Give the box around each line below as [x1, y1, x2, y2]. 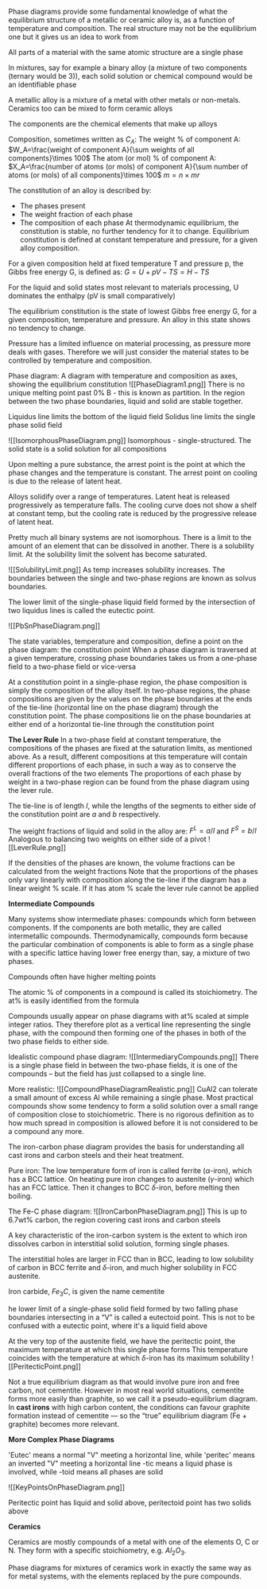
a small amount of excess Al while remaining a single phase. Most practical [8, 1093, 254, 1102]
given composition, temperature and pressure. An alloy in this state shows [8, 314, 251, 324]
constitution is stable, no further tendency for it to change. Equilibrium [19, 226, 250, 235]
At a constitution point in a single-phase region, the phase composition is [8, 677, 248, 686]
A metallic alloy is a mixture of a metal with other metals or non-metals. [8, 95, 241, 104]
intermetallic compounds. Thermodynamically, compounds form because [8, 931, 249, 941]
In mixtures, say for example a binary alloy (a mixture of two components [8, 63, 248, 72]
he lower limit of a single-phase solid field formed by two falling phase [8, 1304, 238, 1314]
